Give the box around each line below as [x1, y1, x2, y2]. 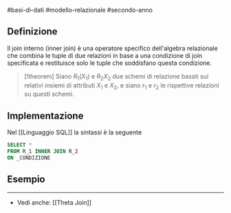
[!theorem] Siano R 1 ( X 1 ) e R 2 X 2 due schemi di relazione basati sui [23, 72, 209, 82]
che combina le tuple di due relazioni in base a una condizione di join [7, 51, 203, 59]
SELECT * [7, 141, 32, 149]
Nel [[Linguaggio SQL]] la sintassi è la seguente [7, 128, 142, 136]
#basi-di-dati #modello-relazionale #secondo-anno [7, 6, 153, 14]
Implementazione [7, 110, 84, 121]
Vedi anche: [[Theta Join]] [16, 198, 91, 206]
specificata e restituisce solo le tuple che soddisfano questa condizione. [7, 59, 212, 67]
